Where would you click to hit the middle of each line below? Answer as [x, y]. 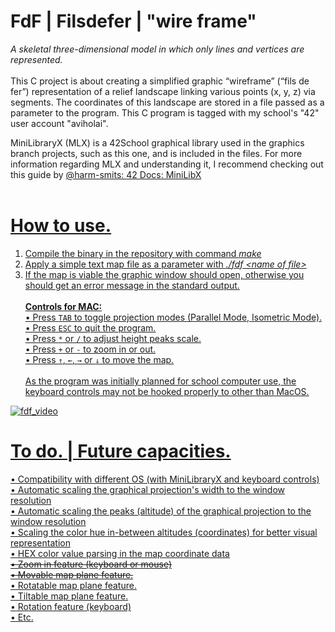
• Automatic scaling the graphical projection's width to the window [147, 489]
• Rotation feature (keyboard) [71, 606]
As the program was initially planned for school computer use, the [160, 381]
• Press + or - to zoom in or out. [90, 349]
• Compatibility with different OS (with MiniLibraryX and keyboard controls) [165, 479]
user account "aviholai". [59, 123]
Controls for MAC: [63, 306]
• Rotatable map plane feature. [73, 585]
